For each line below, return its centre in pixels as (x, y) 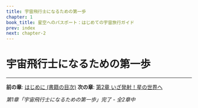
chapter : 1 (19, 17)
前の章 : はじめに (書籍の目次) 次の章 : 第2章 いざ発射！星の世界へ (85, 87)
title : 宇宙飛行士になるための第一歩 (46, 11)
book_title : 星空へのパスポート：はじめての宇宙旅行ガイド (70, 22)
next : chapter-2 (26, 33)
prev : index (21, 28)
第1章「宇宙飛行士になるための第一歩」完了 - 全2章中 (71, 100)
